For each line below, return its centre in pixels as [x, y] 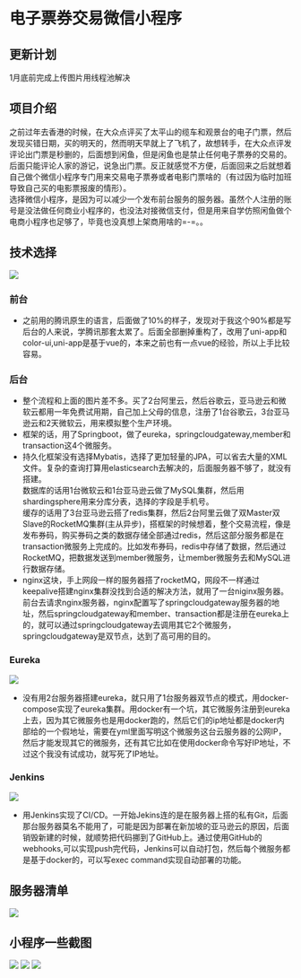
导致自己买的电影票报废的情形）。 [70, 188]
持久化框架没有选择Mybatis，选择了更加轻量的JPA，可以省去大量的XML [155, 457]
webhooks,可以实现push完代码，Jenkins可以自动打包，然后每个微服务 [152, 848]
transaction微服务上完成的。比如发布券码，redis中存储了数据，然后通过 [154, 546]
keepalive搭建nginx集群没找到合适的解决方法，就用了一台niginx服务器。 [155, 591]
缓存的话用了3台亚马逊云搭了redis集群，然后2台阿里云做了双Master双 [151, 513]
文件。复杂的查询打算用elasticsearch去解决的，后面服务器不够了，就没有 [157, 468]
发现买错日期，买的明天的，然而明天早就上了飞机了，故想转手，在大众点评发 [150, 143]
